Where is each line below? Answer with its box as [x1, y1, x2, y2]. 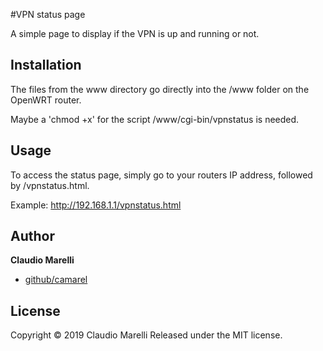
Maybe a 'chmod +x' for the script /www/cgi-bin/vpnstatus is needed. [10, 113, 300, 125]
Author [10, 228, 55, 245]
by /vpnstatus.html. [10, 179, 90, 191]
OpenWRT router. [10, 94, 82, 106]
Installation [10, 57, 82, 74]
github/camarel [24, 274, 88, 286]
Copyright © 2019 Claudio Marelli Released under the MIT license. [10, 329, 283, 341]
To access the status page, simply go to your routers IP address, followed [10, 169, 313, 181]
